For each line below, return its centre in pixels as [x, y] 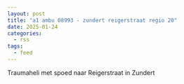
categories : [25, 33]
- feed [23, 53]
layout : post [26, 14]
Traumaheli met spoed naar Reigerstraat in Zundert [81, 72]
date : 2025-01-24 [33, 27]
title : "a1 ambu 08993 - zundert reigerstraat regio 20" [92, 20]
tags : [15, 46]
